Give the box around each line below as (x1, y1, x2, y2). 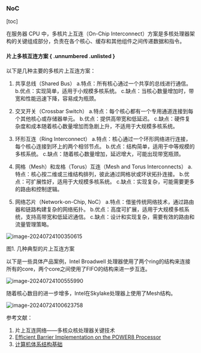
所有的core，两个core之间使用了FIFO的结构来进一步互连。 (6, 265, 151, 272)
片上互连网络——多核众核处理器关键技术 (14, 327, 115, 334)
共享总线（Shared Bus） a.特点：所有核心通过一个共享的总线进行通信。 (14, 80, 192, 87)
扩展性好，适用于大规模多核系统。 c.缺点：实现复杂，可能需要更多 (31, 178, 195, 185)
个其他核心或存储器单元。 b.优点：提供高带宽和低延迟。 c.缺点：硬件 (14, 115, 185, 122)
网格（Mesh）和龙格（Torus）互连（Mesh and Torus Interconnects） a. (14, 163, 193, 170)
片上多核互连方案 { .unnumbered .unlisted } (6, 52, 116, 59)
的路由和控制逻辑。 (14, 185, 63, 192)
